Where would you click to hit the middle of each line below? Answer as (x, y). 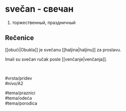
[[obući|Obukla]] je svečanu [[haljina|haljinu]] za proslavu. (63, 49)
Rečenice (19, 38)
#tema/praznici (20, 93)
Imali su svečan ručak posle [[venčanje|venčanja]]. (56, 59)
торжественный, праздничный (44, 22)
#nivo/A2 (14, 83)
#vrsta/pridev (19, 78)
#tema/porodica (21, 103)
